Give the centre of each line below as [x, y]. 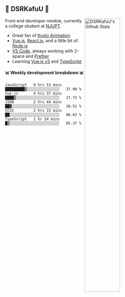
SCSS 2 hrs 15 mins [34, 111]
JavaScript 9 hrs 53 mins [34, 85]
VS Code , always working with [43, 51]
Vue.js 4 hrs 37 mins [34, 94]
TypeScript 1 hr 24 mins [32, 119]
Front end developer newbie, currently [43, 20]
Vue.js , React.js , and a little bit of [45, 40]
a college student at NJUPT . [33, 26]
